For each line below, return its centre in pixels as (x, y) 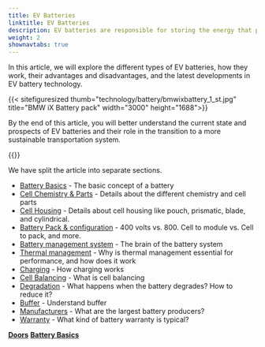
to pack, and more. (50, 236)
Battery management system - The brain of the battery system (121, 244)
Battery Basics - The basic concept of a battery (97, 185)
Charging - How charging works (72, 270)
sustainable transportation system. (64, 140)
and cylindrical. (44, 219)
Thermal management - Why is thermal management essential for (127, 252)
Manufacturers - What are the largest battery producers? (112, 312)
